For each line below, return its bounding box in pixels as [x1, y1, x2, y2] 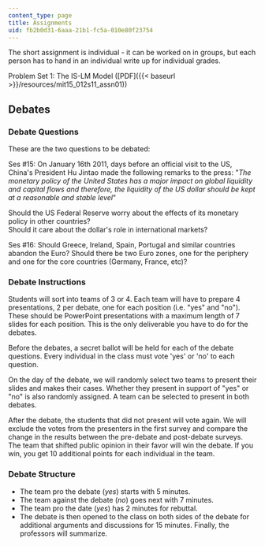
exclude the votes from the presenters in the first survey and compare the [8, 424, 248, 433]
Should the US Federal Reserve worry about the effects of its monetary [8, 208, 239, 217]
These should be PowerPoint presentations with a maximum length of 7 [8, 311, 241, 321]
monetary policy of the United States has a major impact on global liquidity [8, 176, 253, 186]
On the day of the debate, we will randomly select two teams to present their [8, 375, 257, 384]
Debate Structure [8, 469, 77, 480]
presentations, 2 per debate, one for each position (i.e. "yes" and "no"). [8, 303, 241, 312]
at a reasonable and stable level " [8, 193, 117, 202]
